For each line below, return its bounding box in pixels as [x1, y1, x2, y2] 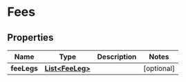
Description [97, 52, 137, 61]
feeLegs [10, 63, 38, 73]
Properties [7, 32, 54, 43]
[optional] [142, 63, 175, 73]
